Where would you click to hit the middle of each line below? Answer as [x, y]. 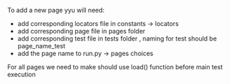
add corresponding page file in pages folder [81, 31]
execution [22, 74]
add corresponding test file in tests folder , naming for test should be [117, 38]
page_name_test [41, 46]
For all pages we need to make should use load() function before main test [115, 67]
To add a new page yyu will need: [56, 10]
